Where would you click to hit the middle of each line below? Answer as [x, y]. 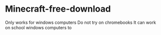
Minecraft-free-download [58, 9]
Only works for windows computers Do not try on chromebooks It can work [81, 22]
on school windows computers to [38, 27]
